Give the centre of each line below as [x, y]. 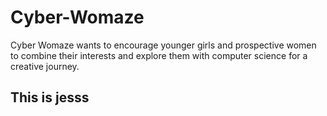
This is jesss [50, 97]
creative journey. [45, 66]
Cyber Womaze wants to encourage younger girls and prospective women [163, 45]
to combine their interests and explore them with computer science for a [159, 55]
